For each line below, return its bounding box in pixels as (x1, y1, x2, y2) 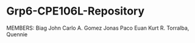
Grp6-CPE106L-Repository (6, 4, 145, 18)
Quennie (6, 30, 28, 38)
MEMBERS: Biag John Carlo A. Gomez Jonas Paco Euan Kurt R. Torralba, (6, 24, 190, 31)
